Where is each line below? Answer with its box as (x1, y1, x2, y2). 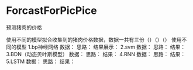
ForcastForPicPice (6, 4, 98, 17)
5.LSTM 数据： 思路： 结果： (6, 58, 75, 65)
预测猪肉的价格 (6, 24, 42, 31)
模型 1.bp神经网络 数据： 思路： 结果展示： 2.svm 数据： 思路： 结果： (16, 43, 186, 50)
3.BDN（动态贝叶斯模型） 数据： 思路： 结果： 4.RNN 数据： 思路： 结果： (6, 50, 186, 57)
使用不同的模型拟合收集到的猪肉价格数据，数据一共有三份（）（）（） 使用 (6, 36, 182, 43)
